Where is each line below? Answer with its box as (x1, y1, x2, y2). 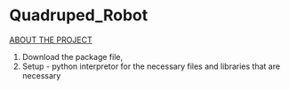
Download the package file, (21, 51, 123, 62)
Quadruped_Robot (9, 5, 149, 26)
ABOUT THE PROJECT (9, 34, 93, 45)
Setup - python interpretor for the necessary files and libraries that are (21, 61, 281, 71)
